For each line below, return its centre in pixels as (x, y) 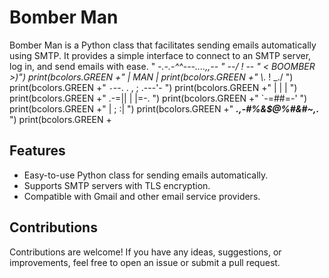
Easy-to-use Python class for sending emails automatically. (146, 175)
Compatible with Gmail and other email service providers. (142, 196)
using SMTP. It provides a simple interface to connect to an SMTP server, (160, 55)
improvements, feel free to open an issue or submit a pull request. (145, 262)
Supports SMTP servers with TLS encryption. (117, 185)
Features (37, 151)
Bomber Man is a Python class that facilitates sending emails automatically (163, 45)
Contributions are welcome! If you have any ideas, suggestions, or (145, 252)
